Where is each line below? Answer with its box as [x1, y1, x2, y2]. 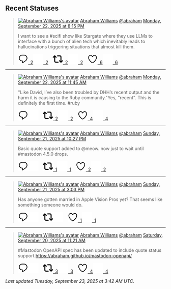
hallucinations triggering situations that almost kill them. [17, 43, 135, 50]
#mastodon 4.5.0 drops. [17, 151, 68, 157]
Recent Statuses [5, 4, 59, 13]
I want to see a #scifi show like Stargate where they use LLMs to [17, 33, 153, 39]
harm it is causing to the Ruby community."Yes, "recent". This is [17, 94, 152, 101]
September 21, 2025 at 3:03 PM [17, 186, 85, 192]
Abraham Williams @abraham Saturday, [79, 232, 163, 238]
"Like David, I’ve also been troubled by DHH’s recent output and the [17, 89, 160, 95]
